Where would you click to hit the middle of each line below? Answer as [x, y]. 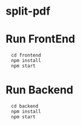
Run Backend [40, 90]
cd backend [25, 107]
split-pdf [28, 11]
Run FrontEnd [40, 39]
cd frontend [26, 55]
